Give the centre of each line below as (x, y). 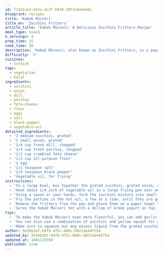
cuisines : (15, 59)
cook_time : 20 (19, 46)
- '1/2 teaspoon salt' (32, 168)
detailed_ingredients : (28, 132)
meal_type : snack (23, 32)
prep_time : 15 (19, 41)
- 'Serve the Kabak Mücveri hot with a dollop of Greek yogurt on (78, 208)
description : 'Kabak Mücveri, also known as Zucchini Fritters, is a (77, 50)
